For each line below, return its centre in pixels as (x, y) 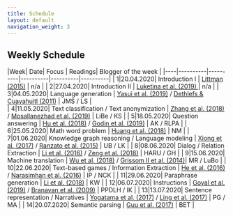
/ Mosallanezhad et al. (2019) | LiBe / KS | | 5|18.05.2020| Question (103, 116)
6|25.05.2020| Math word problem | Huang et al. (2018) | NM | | (98, 131)
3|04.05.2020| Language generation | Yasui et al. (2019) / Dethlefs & (105, 94)
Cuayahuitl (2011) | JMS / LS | (50, 101)
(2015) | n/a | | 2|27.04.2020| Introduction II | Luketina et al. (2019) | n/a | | (113, 86)
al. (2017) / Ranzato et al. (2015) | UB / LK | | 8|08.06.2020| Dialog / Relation (116, 146)
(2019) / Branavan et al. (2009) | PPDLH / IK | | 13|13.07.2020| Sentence (110, 190)
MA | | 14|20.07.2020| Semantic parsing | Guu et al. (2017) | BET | (101, 205)
